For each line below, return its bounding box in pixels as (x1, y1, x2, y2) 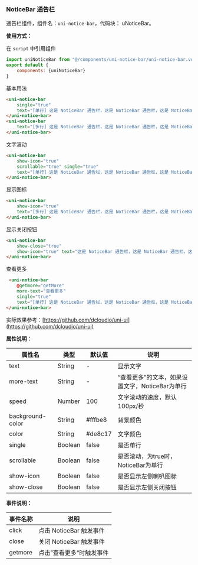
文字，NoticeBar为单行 (123, 382, 187, 390)
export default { (6, 62, 49, 69)
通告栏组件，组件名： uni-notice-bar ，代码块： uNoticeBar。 (6, 20, 154, 27)
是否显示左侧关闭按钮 (117, 483, 177, 491)
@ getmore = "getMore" (16, 282, 65, 289)
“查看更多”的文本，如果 (117, 373, 182, 381)
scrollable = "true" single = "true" (16, 164, 99, 170)
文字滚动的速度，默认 (117, 393, 177, 401)
